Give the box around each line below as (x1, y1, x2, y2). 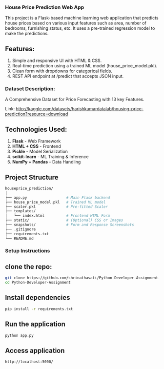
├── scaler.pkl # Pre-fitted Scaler (5, 204, 108, 209)
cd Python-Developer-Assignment (5, 280, 71, 285)
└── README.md (5, 236, 34, 241)
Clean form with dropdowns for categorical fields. (12, 68, 112, 74)
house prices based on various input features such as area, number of (5, 20, 146, 26)
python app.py (5, 333, 34, 338)
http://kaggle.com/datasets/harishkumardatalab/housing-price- (16, 106, 144, 112)
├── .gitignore (5, 226, 36, 232)
